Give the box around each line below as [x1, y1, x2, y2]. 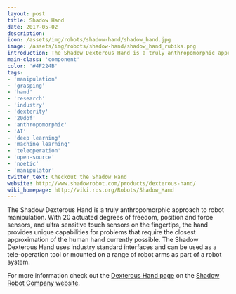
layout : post [7, 10, 46, 18]
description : [7, 29, 46, 37]
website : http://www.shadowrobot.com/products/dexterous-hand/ [7, 180, 197, 187]
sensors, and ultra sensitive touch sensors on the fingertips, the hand [7, 220, 209, 229]
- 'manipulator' [7, 166, 55, 174]
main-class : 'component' [7, 56, 80, 63]
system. [7, 258, 30, 267]
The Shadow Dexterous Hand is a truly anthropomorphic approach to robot [7, 206, 225, 214]
